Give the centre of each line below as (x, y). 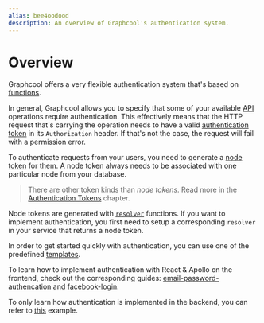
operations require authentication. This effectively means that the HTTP (126, 117)
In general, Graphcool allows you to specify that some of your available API (131, 108)
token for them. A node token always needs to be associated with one (122, 166)
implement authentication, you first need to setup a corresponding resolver (132, 222)
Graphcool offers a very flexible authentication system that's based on (124, 84)
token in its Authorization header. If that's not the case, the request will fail (131, 134)
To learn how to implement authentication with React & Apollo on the (120, 270)
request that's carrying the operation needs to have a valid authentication (128, 125)
